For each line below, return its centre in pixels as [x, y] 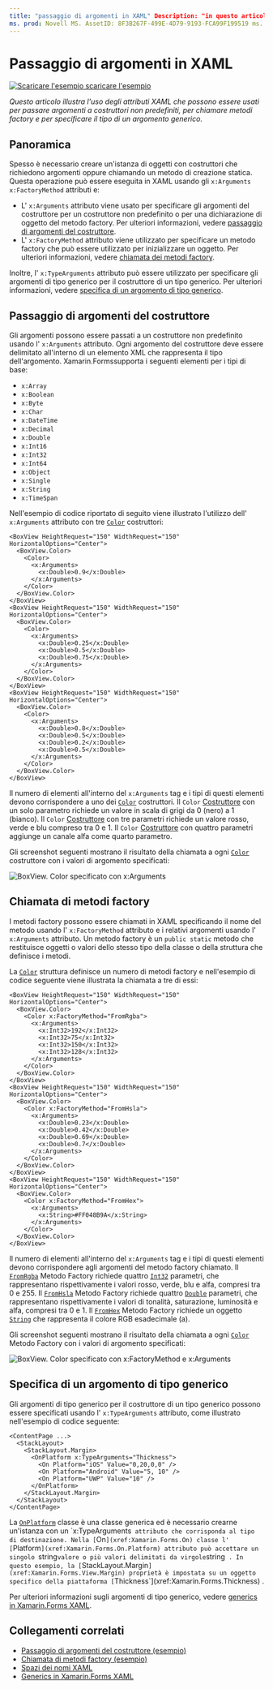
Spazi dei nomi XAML [57, 1667]
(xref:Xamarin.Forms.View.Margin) [68, 1573]
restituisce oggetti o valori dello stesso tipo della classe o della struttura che [136, 947]
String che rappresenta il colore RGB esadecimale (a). [100, 1318]
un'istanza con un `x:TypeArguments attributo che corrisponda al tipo [132, 1531]
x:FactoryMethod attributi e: [55, 190]
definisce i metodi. [40, 956]
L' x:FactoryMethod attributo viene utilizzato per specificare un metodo [138, 240]
